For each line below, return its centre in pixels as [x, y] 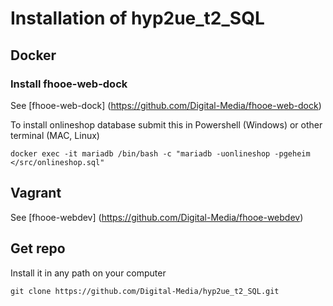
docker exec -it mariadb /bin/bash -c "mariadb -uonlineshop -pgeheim [160, 153]
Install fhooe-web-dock [69, 84]
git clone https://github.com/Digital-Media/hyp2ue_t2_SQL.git [145, 291]
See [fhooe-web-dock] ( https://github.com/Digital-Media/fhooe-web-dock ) [166, 105]
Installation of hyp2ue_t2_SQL [137, 18]
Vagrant [36, 193]
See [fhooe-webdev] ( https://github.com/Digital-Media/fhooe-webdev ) [157, 217]
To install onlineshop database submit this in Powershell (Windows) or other [166, 124]
